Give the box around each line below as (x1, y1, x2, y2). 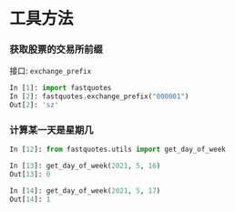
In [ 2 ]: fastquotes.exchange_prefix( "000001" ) (9, 92, 189, 101)
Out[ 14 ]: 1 (9, 195, 51, 204)
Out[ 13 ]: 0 (9, 170, 51, 179)
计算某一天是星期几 (9, 124, 94, 136)
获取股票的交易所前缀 (9, 43, 103, 56)
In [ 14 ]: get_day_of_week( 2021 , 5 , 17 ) (9, 187, 161, 196)
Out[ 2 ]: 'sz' (9, 101, 59, 110)
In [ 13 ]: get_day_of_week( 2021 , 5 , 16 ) (9, 161, 161, 171)
